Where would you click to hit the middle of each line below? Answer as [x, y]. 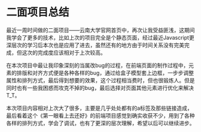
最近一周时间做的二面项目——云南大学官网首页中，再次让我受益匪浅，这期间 [100, 30]
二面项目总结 [38, 12]
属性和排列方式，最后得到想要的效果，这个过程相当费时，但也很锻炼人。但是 [100, 80]
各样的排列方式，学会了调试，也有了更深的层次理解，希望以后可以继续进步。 [100, 123]
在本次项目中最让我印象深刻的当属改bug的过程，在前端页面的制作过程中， [98, 65]
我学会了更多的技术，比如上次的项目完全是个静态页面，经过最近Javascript [98, 37]
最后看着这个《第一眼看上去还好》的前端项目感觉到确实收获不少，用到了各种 [100, 115]
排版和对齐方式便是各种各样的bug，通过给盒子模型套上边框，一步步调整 [105, 73]
